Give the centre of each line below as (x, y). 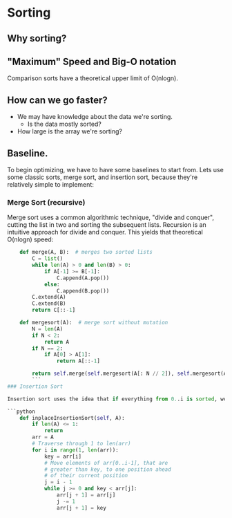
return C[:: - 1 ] (54, 310)
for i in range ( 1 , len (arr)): (75, 450)
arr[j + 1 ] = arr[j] (86, 495)
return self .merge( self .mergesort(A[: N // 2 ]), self (111, 374)
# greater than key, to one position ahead (107, 469)
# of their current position (86, 476)
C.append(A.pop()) (83, 278)
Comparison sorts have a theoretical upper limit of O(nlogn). (93, 78)
